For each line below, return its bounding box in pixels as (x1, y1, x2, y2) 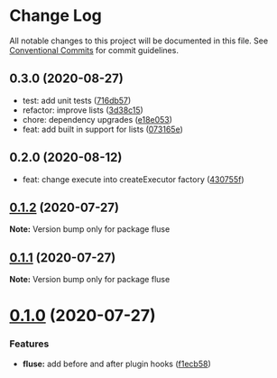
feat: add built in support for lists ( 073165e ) (22, 124, 183, 134)
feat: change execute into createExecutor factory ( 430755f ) (22, 173, 245, 185)
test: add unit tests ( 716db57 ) (22, 95, 132, 106)
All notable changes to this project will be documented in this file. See (9, 35, 269, 46)
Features (9, 337, 50, 350)
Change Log (9, 5, 102, 26)
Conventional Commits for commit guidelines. (9, 44, 179, 55)
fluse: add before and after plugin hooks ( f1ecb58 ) (22, 358, 211, 369)
